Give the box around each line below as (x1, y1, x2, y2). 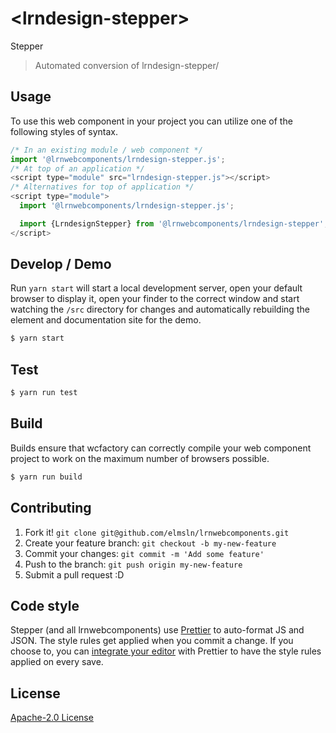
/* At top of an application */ (10, 163, 145, 174)
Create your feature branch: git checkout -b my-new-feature (24, 537, 277, 549)
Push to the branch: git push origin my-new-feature (24, 558, 243, 570)
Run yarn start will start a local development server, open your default (10, 282, 303, 294)
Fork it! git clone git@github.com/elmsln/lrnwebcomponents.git (24, 526, 290, 538)
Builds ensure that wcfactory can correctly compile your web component (10, 442, 312, 454)
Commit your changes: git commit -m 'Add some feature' (24, 547, 265, 559)
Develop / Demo (10, 256, 112, 273)
